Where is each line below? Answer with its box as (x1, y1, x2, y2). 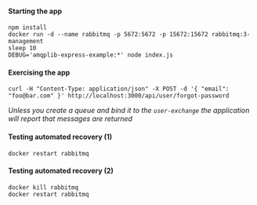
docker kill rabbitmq (8, 183, 79, 192)
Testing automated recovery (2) (8, 166, 114, 176)
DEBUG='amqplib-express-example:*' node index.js (8, 51, 174, 59)
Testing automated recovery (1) (8, 132, 113, 141)
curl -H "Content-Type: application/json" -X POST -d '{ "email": (8, 85, 230, 93)
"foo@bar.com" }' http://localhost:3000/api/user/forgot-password (8, 92, 230, 100)
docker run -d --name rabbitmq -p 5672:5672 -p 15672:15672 (8, 31, 209, 38)
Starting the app (8, 6, 63, 16)
